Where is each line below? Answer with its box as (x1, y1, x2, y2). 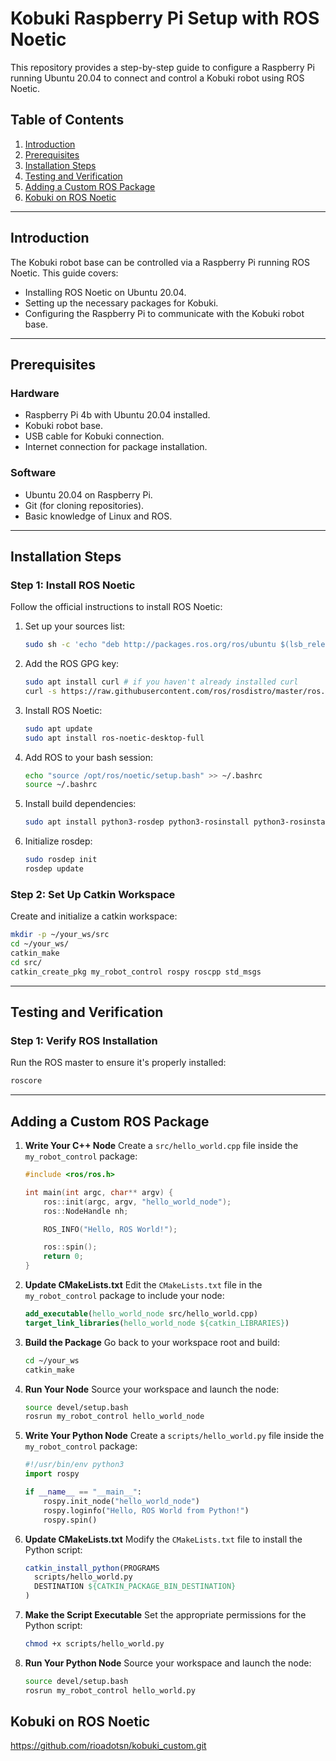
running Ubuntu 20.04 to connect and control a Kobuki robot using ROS (10, 72, 305, 84)
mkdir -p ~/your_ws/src (10, 930, 110, 940)
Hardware (10, 386, 60, 400)
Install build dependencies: (24, 798, 137, 810)
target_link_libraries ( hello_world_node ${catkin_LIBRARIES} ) (24, 1318, 290, 1328)
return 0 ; (43, 1252, 84, 1262)
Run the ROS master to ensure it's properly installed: (10, 1057, 227, 1069)
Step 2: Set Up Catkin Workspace (10, 887, 176, 901)
